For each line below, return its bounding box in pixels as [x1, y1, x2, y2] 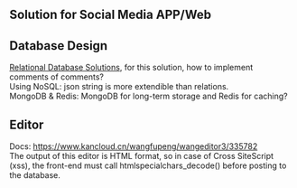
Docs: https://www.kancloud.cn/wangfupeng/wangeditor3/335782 [9, 141, 258, 152]
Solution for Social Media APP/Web [9, 7, 212, 23]
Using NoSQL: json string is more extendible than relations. [9, 81, 229, 92]
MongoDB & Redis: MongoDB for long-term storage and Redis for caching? [9, 90, 288, 102]
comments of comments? [9, 71, 104, 82]
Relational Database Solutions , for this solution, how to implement [9, 62, 254, 73]
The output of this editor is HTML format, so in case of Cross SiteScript [9, 151, 274, 162]
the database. [9, 170, 61, 181]
